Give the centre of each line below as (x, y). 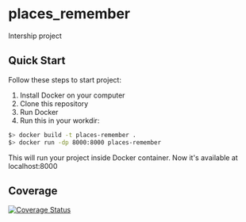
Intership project (35, 36)
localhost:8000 (33, 166)
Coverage (33, 191)
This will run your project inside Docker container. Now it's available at (123, 157)
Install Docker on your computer (72, 95)
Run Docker (39, 112)
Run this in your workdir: (60, 121)
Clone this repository (54, 103)
